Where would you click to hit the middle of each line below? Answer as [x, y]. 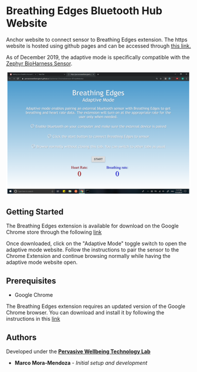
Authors [21, 337]
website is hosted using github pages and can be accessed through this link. [98, 46]
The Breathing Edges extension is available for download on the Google [92, 226]
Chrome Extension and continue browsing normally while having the [89, 256]
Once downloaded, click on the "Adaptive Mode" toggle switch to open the [96, 244]
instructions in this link [33, 319]
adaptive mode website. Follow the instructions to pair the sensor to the [93, 250]
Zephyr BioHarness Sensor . [39, 63]
